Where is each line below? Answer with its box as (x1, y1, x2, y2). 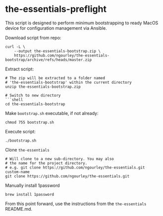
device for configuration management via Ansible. (5, 25, 108, 31)
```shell (5, 97, 23, 102)
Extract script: (5, 66, 34, 72)
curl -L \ (5, 44, 26, 49)
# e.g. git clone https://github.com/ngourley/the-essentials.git (5, 165, 145, 170)
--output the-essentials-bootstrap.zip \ (14, 49, 101, 54)
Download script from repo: (5, 35, 61, 41)
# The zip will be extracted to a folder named (5, 75, 106, 80)
